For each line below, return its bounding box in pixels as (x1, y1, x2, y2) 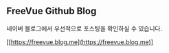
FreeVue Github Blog (6, 5, 97, 17)
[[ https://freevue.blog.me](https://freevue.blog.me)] (6, 37, 154, 46)
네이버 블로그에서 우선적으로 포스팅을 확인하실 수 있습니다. (6, 24, 163, 33)
